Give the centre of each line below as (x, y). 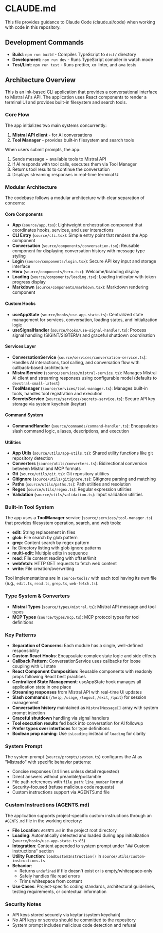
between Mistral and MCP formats (46, 468)
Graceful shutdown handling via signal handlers (61, 718)
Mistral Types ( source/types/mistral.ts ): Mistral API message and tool (84, 607)
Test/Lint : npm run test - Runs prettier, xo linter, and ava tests (74, 64)
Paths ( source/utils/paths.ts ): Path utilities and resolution (72, 484)
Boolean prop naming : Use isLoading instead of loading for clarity (79, 734)
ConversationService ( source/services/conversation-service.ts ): (79, 357)
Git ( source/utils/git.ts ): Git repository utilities (61, 474)
